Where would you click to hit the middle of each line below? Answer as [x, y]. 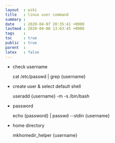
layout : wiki [21, 10]
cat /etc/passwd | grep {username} [49, 76]
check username [30, 67]
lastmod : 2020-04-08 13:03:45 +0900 [45, 29]
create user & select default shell [47, 86]
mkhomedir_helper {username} [45, 135]
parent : [16, 47]
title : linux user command [37, 15]
